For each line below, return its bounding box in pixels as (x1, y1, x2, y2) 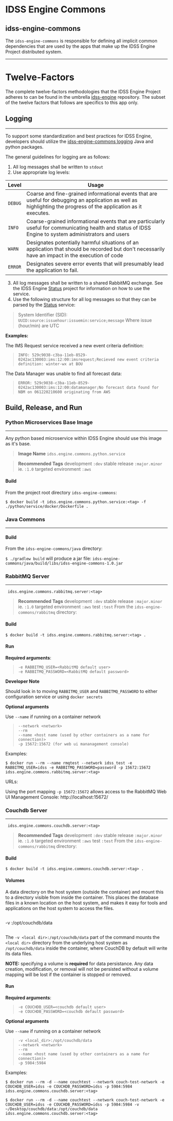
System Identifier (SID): (18, 311, 68, 317)
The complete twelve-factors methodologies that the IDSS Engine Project (5, 88, 161, 95)
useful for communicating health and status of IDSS (26, 224, 151, 231)
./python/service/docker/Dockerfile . (5, 504, 89, 509)
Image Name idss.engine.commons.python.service (18, 451, 126, 457)
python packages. (5, 144, 44, 150)
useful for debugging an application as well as (26, 197, 138, 204)
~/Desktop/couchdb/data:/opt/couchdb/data (5, 1106, 98, 1112)
